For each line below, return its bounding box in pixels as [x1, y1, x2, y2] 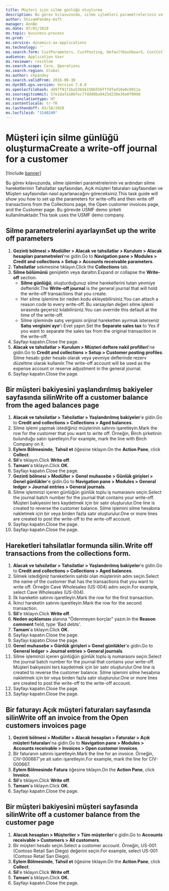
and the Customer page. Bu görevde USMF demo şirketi [6, 206, 122, 212]
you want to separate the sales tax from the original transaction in [20, 328, 156, 334]
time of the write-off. [20, 312, 64, 318]
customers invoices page [6, 721, 87, 730]
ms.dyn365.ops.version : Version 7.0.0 [6, 82, 87, 87]
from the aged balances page [6, 401, 99, 410]
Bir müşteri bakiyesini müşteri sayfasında [6, 802, 138, 811]
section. [20, 274, 37, 280]
